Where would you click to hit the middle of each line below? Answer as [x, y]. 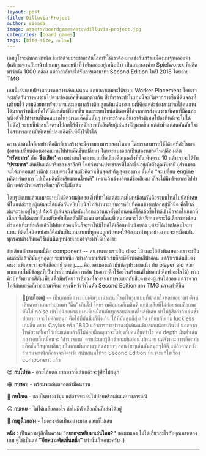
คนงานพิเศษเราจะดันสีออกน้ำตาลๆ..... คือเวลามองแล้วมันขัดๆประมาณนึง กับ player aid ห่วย [101, 265]
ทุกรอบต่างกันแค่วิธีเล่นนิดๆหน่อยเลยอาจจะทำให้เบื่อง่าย [62, 239]
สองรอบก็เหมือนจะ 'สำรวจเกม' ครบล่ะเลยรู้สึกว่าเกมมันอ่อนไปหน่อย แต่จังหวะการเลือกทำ [110, 339]
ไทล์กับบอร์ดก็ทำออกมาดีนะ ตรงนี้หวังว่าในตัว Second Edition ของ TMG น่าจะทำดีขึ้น [96, 286]
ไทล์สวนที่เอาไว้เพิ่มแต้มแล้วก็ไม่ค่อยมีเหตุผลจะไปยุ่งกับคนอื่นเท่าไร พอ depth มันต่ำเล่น [110, 332]
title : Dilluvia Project [39, 18]
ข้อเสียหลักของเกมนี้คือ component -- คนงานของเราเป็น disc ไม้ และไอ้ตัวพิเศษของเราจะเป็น [103, 251]
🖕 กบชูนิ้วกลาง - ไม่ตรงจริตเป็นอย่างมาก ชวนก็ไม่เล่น [60, 421]
